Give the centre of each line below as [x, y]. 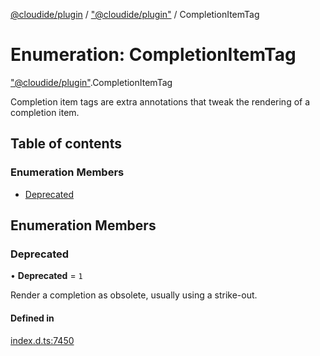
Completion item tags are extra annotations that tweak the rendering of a [160, 101]
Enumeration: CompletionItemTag [153, 55]
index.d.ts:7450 [42, 340]
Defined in [32, 318]
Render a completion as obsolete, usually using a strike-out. [134, 295]
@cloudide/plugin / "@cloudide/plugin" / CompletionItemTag [135, 14]
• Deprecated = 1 [46, 276]
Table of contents [66, 144]
